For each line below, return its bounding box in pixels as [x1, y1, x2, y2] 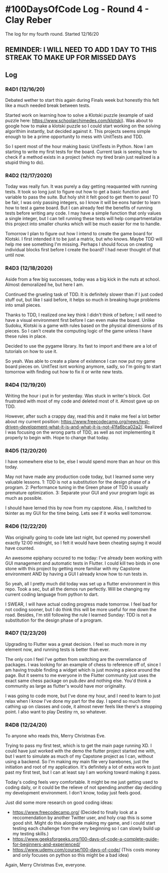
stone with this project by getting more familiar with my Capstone [5, 565, 140, 571]
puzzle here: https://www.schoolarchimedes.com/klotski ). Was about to [5, 117, 153, 124]
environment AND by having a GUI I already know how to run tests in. [5, 571, 148, 577]
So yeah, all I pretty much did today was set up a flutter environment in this [5, 580, 160, 586]
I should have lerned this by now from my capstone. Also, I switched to [5, 505, 151, 511]
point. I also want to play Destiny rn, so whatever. [5, 709, 107, 715]
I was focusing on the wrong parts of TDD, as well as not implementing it [5, 429, 155, 435]
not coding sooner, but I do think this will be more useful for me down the [5, 606, 156, 613]
